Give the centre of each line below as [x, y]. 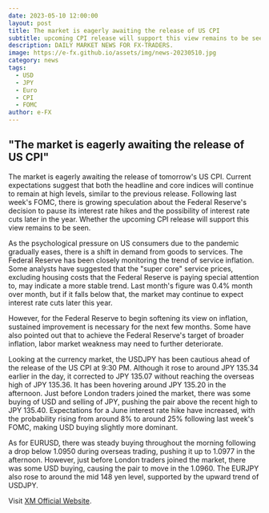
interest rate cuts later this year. [60, 303]
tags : [17, 68]
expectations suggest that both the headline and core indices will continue [131, 185]
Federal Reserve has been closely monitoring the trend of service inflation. [131, 260]
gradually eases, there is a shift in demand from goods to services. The [126, 251]
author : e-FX [30, 113]
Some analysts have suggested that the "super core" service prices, [121, 268]
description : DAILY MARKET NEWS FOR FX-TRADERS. [91, 46]
